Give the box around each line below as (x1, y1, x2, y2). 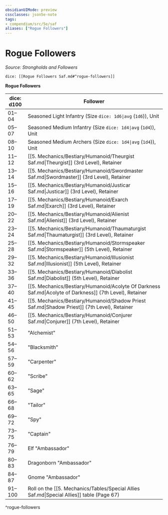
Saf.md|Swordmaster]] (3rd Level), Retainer (27, 174, 131, 181)
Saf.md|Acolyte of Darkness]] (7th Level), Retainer (27, 289, 147, 296)
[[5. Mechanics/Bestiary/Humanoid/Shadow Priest (27, 297, 146, 304)
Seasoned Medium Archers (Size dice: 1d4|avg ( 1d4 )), (27, 139, 156, 146)
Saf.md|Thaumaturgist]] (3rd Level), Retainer (27, 232, 134, 239)
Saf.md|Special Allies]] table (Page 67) (27, 491, 120, 498)
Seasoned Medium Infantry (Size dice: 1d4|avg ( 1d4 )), (27, 124, 156, 131)
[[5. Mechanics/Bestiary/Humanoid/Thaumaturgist (27, 225, 146, 232)
